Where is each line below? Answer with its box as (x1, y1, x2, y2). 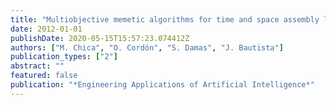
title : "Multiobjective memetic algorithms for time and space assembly (10, 14, 320, 25)
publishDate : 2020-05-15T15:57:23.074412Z (10, 33, 190, 43)
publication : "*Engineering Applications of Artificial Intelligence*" (10, 80, 315, 90)
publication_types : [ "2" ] (10, 52, 118, 62)
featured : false (10, 71, 78, 81)
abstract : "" (10, 61, 65, 71)
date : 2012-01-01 (10, 24, 83, 34)
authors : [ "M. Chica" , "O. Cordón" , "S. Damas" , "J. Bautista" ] (10, 42, 284, 53)
